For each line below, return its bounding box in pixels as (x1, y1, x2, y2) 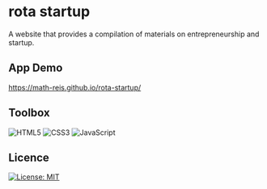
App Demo (8, 61, 63, 75)
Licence (8, 150, 50, 164)
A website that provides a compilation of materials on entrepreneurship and (8, 29, 260, 39)
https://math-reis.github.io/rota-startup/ (8, 82, 142, 92)
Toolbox (8, 106, 50, 120)
